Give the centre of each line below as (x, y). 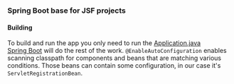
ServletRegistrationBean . (45, 73)
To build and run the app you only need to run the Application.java (104, 43)
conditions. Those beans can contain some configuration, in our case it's (114, 66)
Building (20, 28)
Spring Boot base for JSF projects (67, 11)
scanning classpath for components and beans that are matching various (115, 58)
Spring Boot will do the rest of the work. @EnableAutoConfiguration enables (117, 51)
